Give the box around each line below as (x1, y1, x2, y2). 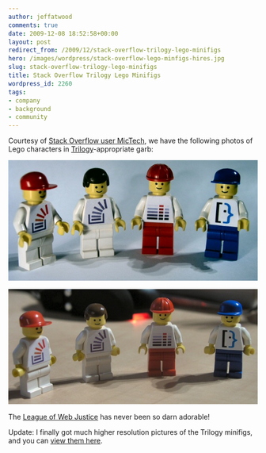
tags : (8, 88, 26, 96)
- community (8, 113, 47, 121)
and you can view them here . (8, 436, 103, 445)
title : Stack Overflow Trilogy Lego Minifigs (8, 71, 161, 79)
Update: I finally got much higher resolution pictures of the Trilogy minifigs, (8, 427, 253, 436)
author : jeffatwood (8, 13, 73, 21)
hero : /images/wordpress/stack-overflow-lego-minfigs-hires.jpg (8, 55, 225, 63)
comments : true (8, 21, 59, 29)
